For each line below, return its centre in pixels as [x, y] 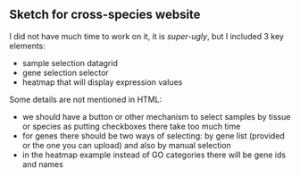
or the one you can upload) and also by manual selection [127, 145]
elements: [28, 46]
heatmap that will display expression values [102, 82]
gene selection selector [65, 72]
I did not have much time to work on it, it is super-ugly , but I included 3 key [146, 36]
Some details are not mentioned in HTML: [86, 99]
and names [43, 164]
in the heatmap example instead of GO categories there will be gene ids [154, 155]
